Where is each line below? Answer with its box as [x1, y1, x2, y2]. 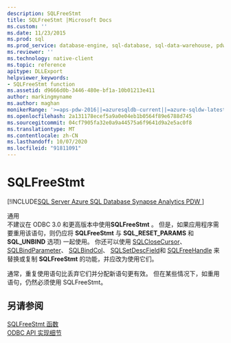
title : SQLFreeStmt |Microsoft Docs [7, 17, 112, 23]
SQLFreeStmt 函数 [7, 320, 59, 328]
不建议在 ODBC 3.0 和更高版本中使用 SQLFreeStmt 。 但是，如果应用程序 [7, 220, 213, 228]
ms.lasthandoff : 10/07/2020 [7, 139, 88, 146]
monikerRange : [7, 106, 48, 113]
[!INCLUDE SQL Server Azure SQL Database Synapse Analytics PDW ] [7, 197, 205, 206]
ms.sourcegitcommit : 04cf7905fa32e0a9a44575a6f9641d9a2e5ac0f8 [7, 119, 192, 126]
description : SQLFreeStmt [7, 10, 81, 17]
